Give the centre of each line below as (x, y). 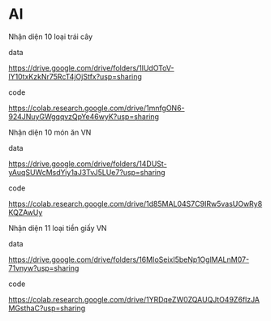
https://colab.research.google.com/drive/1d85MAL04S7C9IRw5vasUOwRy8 (135, 203)
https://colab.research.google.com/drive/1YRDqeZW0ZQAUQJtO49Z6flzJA (134, 299)
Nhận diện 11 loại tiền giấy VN (58, 228)
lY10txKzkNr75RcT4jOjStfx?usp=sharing (75, 76)
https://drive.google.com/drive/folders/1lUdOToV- (91, 68)
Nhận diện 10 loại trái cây (51, 36)
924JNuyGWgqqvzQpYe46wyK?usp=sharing (84, 116)
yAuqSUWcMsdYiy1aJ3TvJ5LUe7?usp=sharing (87, 172)
